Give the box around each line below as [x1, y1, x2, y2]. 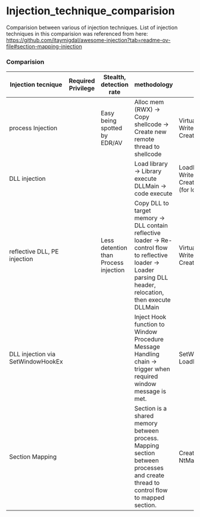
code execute [134, 189, 173, 198]
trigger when [134, 365, 171, 373]
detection [101, 80, 129, 89]
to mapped [134, 494, 165, 502]
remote [134, 135, 155, 143]
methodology [134, 80, 173, 89]
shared [134, 412, 154, 420]
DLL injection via [9, 350, 55, 358]
